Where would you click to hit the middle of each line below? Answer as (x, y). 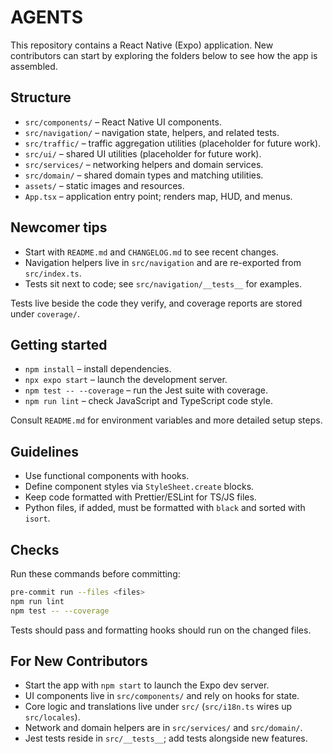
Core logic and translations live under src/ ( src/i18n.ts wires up (158, 707)
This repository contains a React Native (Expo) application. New (142, 45)
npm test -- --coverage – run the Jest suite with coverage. (146, 390)
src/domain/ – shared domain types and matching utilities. (144, 175)
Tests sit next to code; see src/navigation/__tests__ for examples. (163, 283)
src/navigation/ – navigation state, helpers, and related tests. (152, 132)
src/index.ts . (53, 273)
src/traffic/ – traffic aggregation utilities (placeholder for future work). (173, 143)
